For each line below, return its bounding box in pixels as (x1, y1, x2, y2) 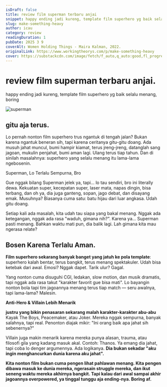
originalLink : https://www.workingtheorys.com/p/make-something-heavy (5, 49, 155, 54)
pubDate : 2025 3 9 (5, 40, 44, 45)
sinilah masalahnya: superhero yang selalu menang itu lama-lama (5, 155, 139, 161)
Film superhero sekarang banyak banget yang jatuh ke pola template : (5, 254, 152, 260)
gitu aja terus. (5, 120, 50, 129)
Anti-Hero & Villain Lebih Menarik (5, 299, 76, 305)
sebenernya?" (5, 325, 34, 331)
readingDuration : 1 (5, 35, 46, 40)
